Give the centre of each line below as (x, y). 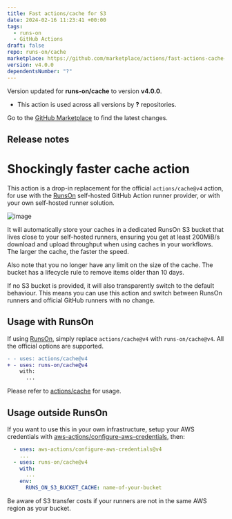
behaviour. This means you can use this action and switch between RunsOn (115, 293)
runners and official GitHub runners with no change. (81, 300)
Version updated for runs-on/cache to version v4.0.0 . (85, 91)
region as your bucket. (39, 509)
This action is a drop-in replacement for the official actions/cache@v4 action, (115, 188)
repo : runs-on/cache (37, 52)
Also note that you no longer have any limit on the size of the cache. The (110, 265)
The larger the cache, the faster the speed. (68, 251)
